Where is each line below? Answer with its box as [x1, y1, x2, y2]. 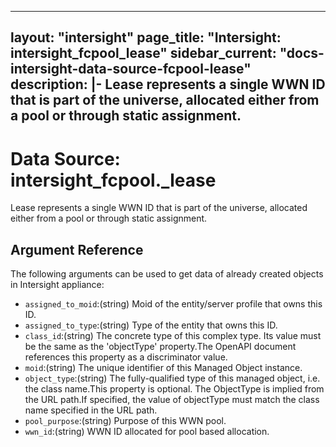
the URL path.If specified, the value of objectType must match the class [24, 394, 320, 406]
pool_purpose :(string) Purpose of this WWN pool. [24, 415, 227, 427]
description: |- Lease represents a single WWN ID [10, 76, 326, 93]
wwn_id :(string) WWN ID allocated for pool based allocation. [24, 426, 270, 438]
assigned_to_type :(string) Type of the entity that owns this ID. [24, 319, 278, 331]
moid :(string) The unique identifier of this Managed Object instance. [24, 362, 303, 374]
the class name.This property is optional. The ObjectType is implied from [24, 383, 325, 395]
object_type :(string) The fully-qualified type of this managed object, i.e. [24, 372, 321, 385]
